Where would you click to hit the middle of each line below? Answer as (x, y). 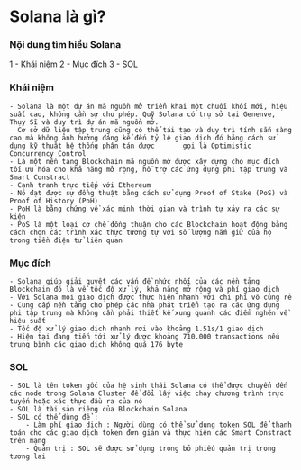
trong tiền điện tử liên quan (66, 240)
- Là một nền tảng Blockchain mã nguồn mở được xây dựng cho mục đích (145, 161)
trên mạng (28, 441)
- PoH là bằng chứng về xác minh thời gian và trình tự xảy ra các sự (145, 209)
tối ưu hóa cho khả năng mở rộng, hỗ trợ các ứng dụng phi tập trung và (149, 169)
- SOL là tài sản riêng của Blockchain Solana (98, 410)
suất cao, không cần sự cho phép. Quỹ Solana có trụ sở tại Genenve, (143, 114)
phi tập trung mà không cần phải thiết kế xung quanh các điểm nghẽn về (149, 313)
